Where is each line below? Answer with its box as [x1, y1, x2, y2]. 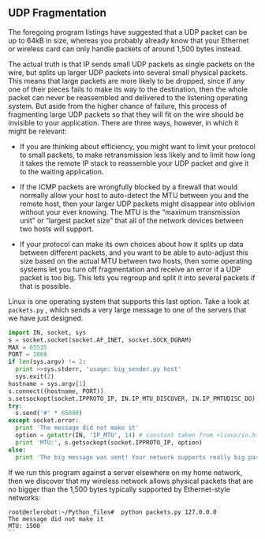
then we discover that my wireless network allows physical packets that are [8, 476, 254, 485]
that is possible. [19, 281, 72, 290]
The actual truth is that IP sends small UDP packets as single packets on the [8, 59, 255, 69]
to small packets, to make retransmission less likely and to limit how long [19, 150, 256, 159]
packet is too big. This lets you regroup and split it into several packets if [19, 272, 256, 283]
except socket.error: [8, 417, 80, 425]
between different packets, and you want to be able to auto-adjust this [19, 248, 248, 257]
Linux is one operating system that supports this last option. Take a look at [8, 296, 250, 306]
